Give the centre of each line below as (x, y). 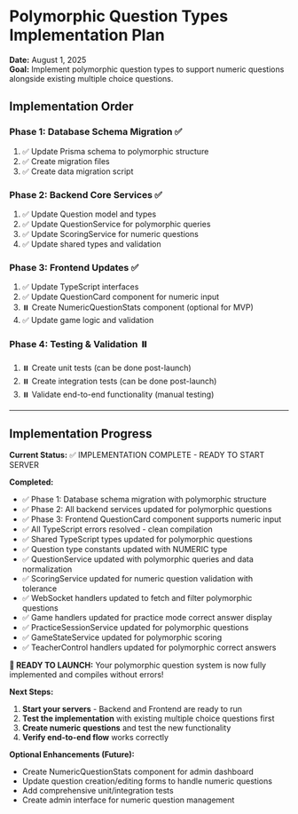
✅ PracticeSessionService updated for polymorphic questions (135, 628)
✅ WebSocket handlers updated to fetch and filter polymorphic (137, 598)
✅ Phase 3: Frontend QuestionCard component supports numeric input (152, 519)
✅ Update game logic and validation (88, 320)
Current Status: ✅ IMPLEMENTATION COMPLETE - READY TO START (137, 455)
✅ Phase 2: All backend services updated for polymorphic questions (147, 510)
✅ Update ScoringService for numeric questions (110, 233)
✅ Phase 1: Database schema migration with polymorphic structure (145, 500)
